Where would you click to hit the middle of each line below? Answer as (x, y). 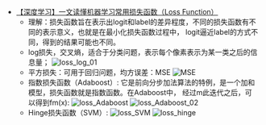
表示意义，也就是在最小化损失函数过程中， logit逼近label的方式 (147, 32)
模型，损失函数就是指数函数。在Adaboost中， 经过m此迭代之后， (137, 92)
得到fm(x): (52, 102)
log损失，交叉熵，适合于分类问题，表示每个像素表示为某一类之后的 (139, 52)
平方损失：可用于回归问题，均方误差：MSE (99, 72)
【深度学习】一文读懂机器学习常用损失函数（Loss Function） (117, 12)
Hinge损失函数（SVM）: (68, 112)
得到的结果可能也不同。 (81, 42)
